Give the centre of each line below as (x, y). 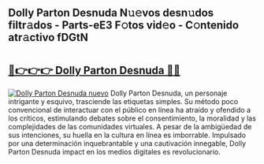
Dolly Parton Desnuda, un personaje (169, 93)
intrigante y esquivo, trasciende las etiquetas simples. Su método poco (123, 101)
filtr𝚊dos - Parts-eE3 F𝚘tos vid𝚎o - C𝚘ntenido (123, 26)
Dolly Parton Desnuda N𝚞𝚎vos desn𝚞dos (111, 13)
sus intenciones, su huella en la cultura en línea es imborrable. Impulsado (127, 135)
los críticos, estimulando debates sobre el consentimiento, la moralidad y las (132, 118)
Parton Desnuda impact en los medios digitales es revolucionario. (114, 152)
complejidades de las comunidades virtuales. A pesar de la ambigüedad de (130, 127)
